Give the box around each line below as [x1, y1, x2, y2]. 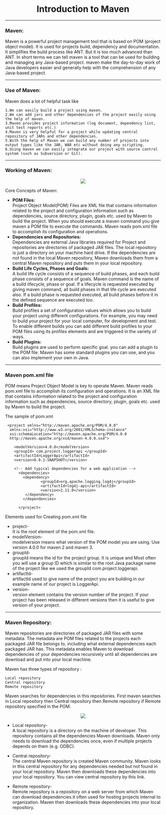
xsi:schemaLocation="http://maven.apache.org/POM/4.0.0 [9, 431, 127, 437]
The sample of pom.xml [5, 414, 53, 420]
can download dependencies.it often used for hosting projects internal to [12, 794, 161, 800]
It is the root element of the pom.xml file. [12, 529, 95, 535]
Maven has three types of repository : [5, 666, 82, 672]
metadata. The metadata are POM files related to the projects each [5, 636, 141, 642]
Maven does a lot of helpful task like [5, 98, 79, 104]
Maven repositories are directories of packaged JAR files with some [5, 630, 143, 636]
